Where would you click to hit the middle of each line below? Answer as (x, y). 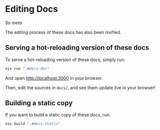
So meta (14, 23)
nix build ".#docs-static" (33, 124)
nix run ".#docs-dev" (27, 68)
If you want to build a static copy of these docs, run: (58, 115)
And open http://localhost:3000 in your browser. (54, 78)
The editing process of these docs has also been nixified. (63, 32)
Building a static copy (39, 103)
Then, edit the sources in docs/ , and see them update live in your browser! (80, 88)
